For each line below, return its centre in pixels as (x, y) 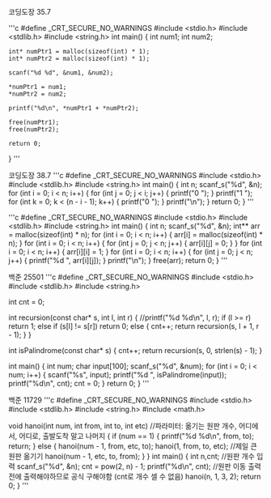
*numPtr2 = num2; (38, 94)
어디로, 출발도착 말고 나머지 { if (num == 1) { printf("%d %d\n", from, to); (137, 436)
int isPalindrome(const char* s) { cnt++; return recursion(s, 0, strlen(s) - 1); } (135, 350)
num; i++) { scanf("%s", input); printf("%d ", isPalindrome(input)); (118, 375)
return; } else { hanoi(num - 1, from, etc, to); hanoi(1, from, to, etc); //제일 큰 (133, 446)
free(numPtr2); (34, 130)
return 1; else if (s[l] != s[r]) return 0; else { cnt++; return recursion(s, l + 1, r (134, 326)
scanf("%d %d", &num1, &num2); (61, 73)
